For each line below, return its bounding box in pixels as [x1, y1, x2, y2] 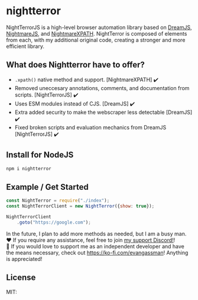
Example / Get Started [6, 182, 89, 192]
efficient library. [6, 43, 44, 50]
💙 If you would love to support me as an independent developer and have [6, 242, 185, 250]
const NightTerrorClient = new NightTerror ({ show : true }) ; [6, 203, 155, 209]
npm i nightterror [6, 165, 51, 171]
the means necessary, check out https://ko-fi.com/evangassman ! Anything [6, 249, 189, 256]
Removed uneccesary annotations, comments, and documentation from [14, 84, 190, 91]
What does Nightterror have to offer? [6, 60, 145, 70]
